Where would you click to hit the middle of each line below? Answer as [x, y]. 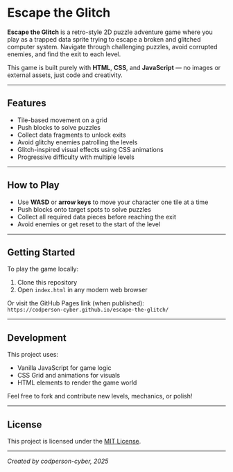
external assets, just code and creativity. [65, 75]
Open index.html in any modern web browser [82, 290]
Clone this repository [47, 283]
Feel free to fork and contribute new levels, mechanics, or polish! [100, 396]
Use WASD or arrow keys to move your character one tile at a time [113, 202]
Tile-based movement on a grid [62, 120]
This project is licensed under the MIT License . [74, 441]
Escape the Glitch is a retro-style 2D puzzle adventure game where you [110, 32]
